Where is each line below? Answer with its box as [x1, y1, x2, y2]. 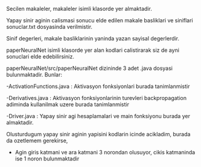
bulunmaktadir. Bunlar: [6, 71, 62, 78]
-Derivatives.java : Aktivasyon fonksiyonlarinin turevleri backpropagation [6, 95, 187, 101]
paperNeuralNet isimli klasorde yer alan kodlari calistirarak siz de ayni [6, 46, 180, 54]
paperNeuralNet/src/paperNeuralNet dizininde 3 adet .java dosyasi [6, 65, 173, 72]
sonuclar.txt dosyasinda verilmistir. [6, 24, 92, 30]
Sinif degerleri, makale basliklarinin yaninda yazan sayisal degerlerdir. [6, 35, 180, 42]
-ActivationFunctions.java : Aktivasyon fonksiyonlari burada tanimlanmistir [6, 83, 190, 90]
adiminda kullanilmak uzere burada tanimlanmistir [6, 101, 130, 108]
